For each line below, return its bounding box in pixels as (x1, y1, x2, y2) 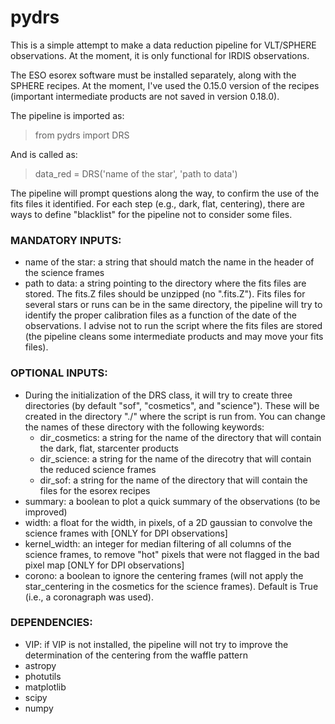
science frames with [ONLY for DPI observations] (24, 527, 228, 539)
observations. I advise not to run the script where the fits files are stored (24, 320, 323, 332)
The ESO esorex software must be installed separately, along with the (10, 69, 297, 81)
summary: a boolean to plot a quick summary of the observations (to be (24, 495, 321, 507)
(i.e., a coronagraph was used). (24, 591, 154, 603)
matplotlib (24, 681, 67, 693)
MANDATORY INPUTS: (10, 233, 122, 247)
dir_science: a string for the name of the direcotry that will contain (39, 452, 312, 465)
